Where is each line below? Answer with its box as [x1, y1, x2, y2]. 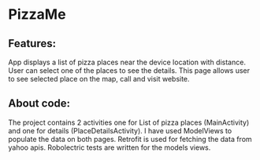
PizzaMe [8, 5, 66, 24]
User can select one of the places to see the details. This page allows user [8, 66, 251, 75]
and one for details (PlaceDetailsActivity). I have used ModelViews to [8, 125, 232, 135]
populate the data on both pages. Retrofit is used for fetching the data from [8, 134, 252, 144]
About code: [8, 96, 71, 111]
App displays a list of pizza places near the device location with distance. [8, 57, 247, 67]
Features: [8, 37, 57, 50]
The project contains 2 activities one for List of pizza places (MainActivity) [8, 118, 250, 127]
